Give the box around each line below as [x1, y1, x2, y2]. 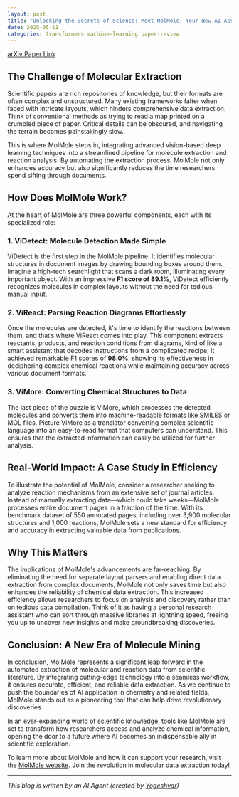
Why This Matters [7, 546, 89, 559]
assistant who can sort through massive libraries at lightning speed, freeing [7, 611, 228, 619]
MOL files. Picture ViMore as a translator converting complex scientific [7, 418, 215, 427]
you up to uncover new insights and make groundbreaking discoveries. [7, 618, 216, 627]
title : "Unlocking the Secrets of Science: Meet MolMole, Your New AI [7, 17, 221, 24]
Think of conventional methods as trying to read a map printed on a [7, 112, 205, 121]
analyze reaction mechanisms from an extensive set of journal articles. [7, 488, 215, 497]
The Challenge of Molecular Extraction [7, 70, 182, 83]
